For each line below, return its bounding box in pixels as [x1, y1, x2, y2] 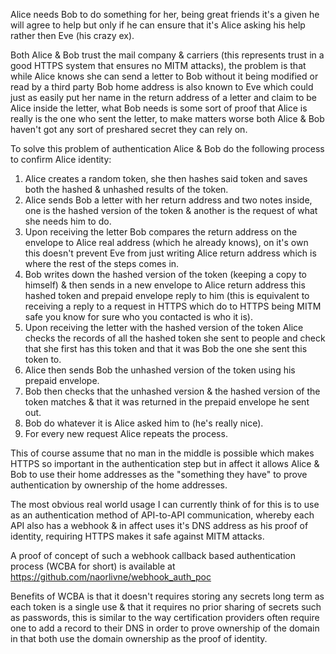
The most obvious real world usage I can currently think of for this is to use [10, 499, 320, 510]
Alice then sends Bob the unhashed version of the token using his [24, 364, 296, 376]
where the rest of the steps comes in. [24, 258, 180, 269]
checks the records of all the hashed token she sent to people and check [24, 332, 326, 344]
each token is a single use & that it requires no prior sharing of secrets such [10, 601, 322, 613]
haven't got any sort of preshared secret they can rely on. [10, 124, 248, 135]
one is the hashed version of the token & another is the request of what [24, 205, 318, 216]
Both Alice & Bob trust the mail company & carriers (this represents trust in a [10, 49, 325, 61]
